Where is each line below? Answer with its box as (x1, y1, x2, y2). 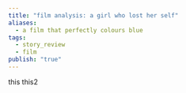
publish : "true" (8, 56, 62, 64)
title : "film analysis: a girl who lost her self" (8, 11, 179, 20)
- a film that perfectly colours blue (15, 26, 144, 34)
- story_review (15, 41, 66, 49)
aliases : (8, 19, 37, 27)
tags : (8, 33, 26, 42)
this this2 (8, 76, 38, 87)
